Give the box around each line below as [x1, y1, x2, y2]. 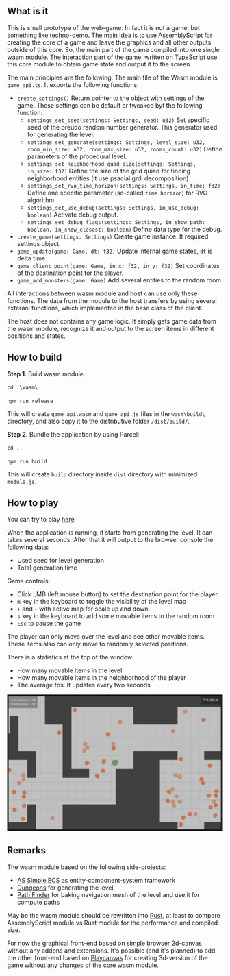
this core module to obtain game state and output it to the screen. [7, 60, 192, 68]
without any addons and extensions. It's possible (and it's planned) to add [7, 946, 216, 955]
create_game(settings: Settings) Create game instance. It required [16, 232, 209, 241]
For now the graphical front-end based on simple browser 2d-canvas [7, 939, 202, 947]
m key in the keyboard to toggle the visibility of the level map [16, 598, 187, 606]
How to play [7, 497, 59, 509]
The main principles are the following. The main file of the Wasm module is [7, 73, 218, 82]
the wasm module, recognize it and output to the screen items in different [7, 324, 214, 332]
